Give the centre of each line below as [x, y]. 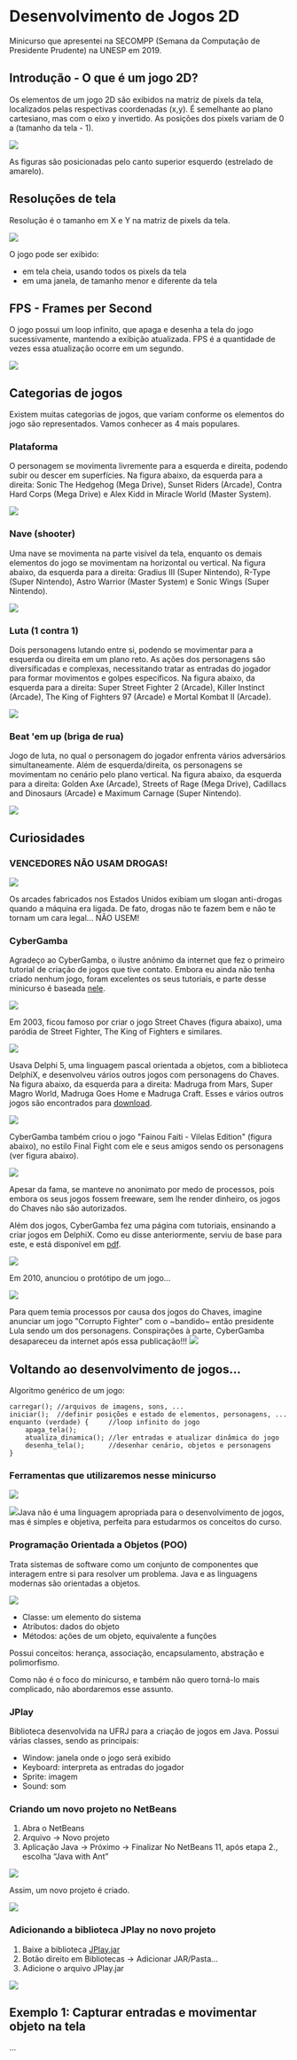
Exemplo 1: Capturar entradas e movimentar [133, 2013]
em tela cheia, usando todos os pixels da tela [104, 271]
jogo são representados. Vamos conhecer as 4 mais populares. [125, 424]
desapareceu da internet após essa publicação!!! [98, 1341]
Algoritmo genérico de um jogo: [67, 1391]
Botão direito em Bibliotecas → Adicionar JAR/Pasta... [120, 1959]
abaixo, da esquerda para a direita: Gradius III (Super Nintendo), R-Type [140, 572]
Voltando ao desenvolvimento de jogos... [125, 1369]
